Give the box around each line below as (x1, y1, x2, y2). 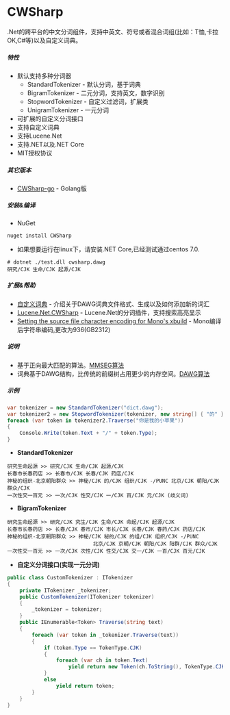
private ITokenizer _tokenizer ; (19, 587, 112, 594)
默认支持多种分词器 (16, 71, 72, 79)
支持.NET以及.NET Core (16, 140, 84, 148)
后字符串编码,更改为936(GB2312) (16, 325, 111, 334)
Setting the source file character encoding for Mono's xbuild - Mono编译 (16, 316, 222, 325)
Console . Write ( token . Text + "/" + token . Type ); (19, 429, 157, 437)
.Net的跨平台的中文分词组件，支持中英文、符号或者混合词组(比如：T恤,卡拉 (7, 27, 219, 36)
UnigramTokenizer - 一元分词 (27, 105, 110, 114)
